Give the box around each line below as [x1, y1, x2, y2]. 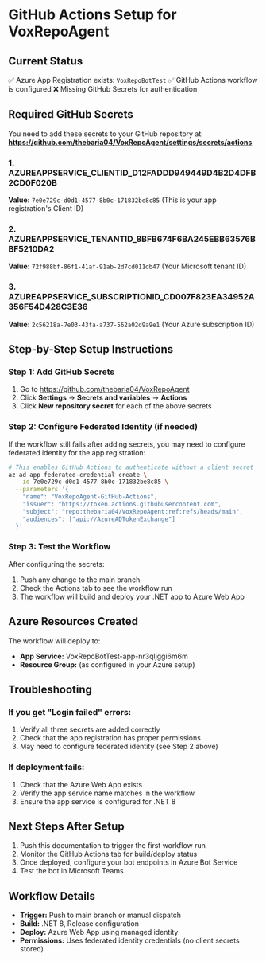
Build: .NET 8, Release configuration [19, 919, 139, 928]
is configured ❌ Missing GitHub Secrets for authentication [8, 84, 198, 93]
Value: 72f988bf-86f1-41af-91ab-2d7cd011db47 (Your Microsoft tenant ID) [8, 261, 247, 272]
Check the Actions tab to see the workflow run [19, 583, 172, 592]
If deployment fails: [8, 762, 85, 773]
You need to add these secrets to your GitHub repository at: [8, 129, 204, 139]
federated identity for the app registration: [8, 447, 146, 457]
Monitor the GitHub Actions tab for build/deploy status [19, 850, 198, 859]
